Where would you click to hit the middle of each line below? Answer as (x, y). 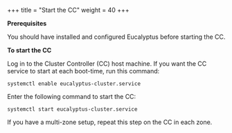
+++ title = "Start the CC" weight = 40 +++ (68, 10)
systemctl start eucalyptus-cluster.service (72, 109)
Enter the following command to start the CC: (72, 97)
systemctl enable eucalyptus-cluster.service (74, 84)
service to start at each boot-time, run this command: (83, 71)
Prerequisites (27, 23)
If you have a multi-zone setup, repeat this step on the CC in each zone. (110, 122)
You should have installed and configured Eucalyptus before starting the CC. (116, 37)
